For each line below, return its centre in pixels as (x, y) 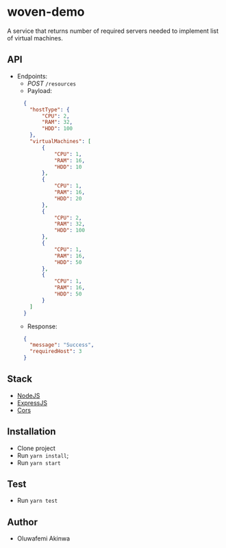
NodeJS (28, 395)
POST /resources (52, 83)
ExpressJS (32, 403)
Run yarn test (37, 501)
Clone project (36, 448)
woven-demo (46, 12)
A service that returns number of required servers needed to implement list (113, 31)
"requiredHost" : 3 (56, 352)
